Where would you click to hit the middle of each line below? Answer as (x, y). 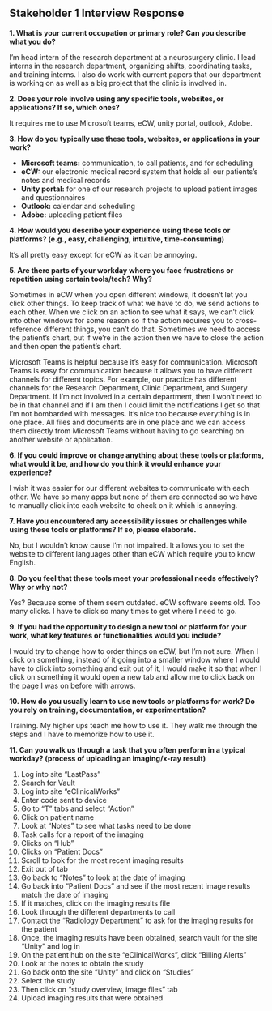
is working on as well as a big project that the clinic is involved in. (118, 83)
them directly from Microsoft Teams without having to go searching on (127, 431)
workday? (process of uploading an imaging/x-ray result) (107, 758)
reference (25, 329)
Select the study (48, 980)
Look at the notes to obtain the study (82, 963)
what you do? (32, 41)
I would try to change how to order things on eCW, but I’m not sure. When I (134, 651)
